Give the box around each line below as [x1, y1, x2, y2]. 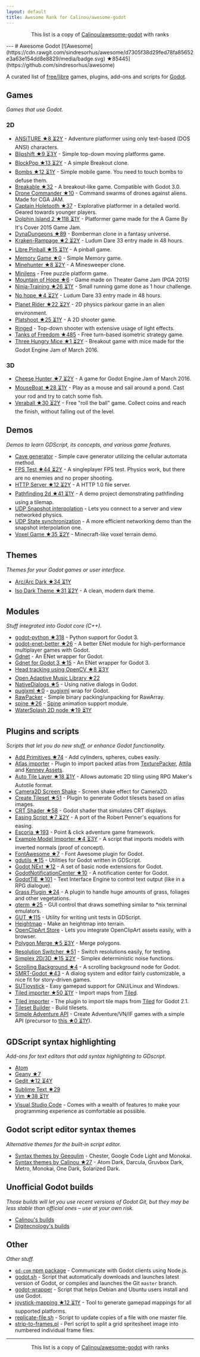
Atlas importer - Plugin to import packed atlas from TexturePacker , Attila [14, 760, 192, 767]
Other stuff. [6, 1255, 35, 1263]
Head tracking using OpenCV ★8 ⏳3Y [14, 666, 109, 673]
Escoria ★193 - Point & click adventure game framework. [14, 828, 155, 836]
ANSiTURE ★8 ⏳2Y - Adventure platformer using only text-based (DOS [14, 135, 190, 142]
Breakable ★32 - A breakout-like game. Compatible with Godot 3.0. [14, 183, 182, 190]
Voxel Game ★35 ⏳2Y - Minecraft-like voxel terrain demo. [14, 530, 158, 538]
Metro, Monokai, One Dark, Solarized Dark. [14, 1165, 121, 1172]
